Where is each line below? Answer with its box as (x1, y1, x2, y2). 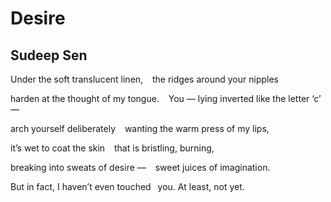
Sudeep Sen (10, 47, 88, 64)
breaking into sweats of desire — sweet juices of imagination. (10, 162, 271, 173)
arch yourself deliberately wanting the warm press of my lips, (10, 123, 270, 134)
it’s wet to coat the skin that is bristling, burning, (10, 142, 215, 154)
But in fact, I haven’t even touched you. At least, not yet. (10, 181, 245, 192)
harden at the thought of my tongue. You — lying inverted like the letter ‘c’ (10, 93, 322, 104)
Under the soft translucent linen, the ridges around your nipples (10, 73, 279, 85)
